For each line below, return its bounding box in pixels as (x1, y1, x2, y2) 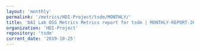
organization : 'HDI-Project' (6, 25, 79, 31)
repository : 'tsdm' (6, 30, 55, 36)
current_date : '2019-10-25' (6, 36, 76, 42)
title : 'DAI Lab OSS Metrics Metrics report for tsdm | (6, 19, 148, 25)
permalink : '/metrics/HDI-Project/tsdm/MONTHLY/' (6, 14, 132, 20)
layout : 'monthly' (6, 8, 52, 15)
